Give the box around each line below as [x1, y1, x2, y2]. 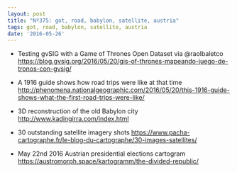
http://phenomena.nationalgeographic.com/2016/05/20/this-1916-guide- [17, 86, 231, 94]
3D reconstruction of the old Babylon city [17, 107, 138, 115]
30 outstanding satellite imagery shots [17, 128, 130, 137]
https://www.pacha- [131, 128, 190, 137]
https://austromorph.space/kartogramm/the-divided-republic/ [17, 157, 199, 166]
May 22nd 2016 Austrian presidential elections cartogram [17, 149, 186, 158]
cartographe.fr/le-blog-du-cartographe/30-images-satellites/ [17, 136, 197, 144]
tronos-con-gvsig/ [17, 64, 72, 73]
